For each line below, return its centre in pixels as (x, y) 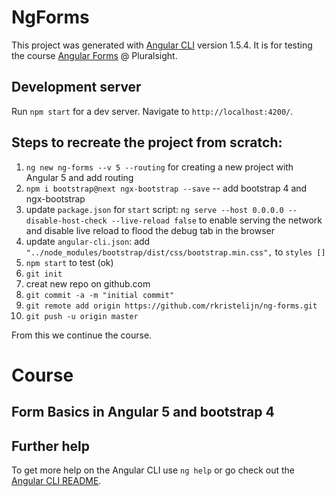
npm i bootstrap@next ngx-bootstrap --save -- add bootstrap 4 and (166, 188)
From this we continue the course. (82, 335)
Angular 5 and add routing (79, 177)
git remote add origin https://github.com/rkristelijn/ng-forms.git (171, 306)
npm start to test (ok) (69, 262)
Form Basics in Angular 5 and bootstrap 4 (143, 412)
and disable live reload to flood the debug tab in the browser (150, 230)
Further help (51, 446)
